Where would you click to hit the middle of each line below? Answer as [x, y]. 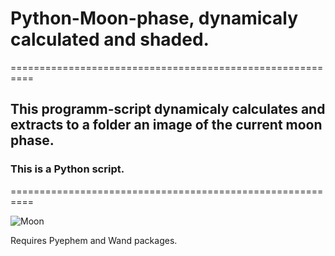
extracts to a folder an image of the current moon [166, 125]
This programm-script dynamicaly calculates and [168, 109]
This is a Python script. [67, 169]
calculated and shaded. [110, 39]
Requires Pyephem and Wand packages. [94, 240]
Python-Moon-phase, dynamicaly [154, 18]
